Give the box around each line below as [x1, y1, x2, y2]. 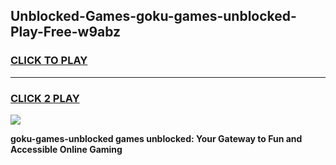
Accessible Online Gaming [10, 143, 123, 155]
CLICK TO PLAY [10, 54, 88, 68]
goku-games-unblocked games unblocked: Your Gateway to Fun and [10, 132, 303, 144]
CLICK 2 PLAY [10, 91, 80, 105]
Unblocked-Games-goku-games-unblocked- [10, 8, 297, 25]
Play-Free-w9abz [10, 24, 122, 41]
